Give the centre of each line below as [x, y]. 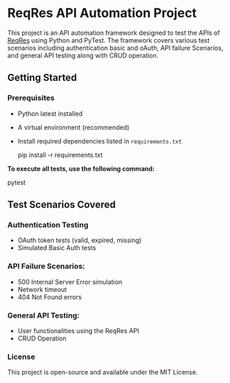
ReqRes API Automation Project [102, 13]
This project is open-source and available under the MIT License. [103, 372]
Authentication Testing [48, 225]
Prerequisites [31, 98]
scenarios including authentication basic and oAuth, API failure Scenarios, [115, 48]
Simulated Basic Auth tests [57, 248]
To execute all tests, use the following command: [81, 168]
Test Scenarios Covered [61, 205]
